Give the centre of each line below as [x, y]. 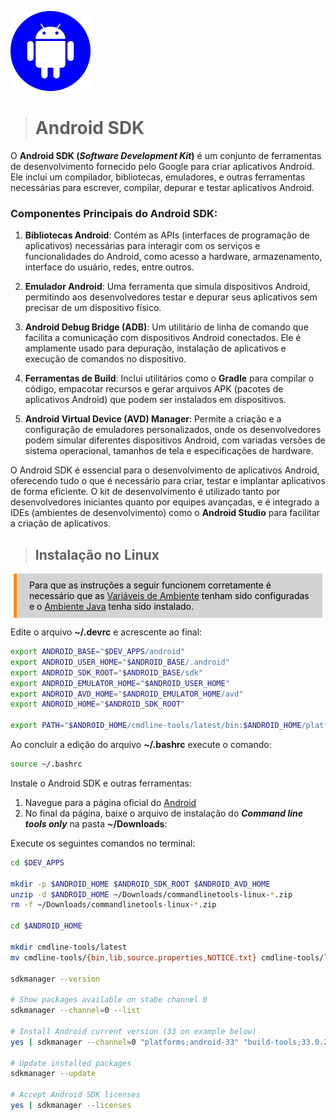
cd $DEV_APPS [37, 862]
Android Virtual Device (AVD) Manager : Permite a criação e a [153, 419]
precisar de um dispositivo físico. [93, 308]
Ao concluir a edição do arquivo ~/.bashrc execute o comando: [141, 745]
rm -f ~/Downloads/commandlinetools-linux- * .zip [113, 905]
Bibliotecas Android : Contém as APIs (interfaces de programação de [167, 235]
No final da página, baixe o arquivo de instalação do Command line [164, 813]
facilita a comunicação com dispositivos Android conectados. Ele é [163, 338]
